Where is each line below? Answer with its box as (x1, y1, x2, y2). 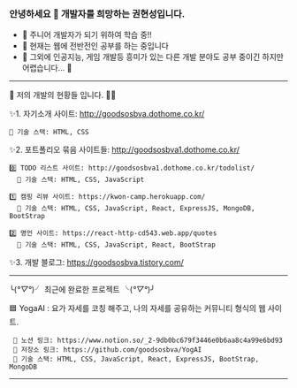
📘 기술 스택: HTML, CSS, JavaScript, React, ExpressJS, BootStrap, (12, 355, 259, 364)
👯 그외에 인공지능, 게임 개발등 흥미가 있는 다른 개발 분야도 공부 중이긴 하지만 (21, 51, 285, 63)
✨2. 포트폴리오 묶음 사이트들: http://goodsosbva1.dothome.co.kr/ (9, 144, 240, 156)
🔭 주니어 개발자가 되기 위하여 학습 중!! (21, 29, 152, 41)
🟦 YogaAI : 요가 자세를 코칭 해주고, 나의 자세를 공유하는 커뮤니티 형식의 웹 (9, 303, 266, 314)
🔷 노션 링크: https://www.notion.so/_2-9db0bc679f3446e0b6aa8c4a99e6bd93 (12, 336, 283, 346)
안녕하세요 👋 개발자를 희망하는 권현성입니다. (9, 7, 186, 19)
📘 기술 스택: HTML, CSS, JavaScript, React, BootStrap (17, 240, 217, 249)
